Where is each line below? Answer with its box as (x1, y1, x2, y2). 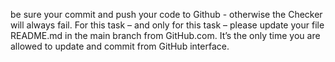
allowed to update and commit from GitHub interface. (10, 40, 230, 52)
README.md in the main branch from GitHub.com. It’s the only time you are (10, 30, 321, 41)
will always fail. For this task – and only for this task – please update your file (10, 19, 325, 31)
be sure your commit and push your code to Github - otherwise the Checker (10, 9, 323, 20)
